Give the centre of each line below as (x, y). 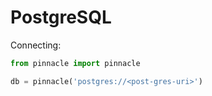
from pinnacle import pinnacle (75, 63)
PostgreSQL (61, 17)
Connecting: (36, 45)
